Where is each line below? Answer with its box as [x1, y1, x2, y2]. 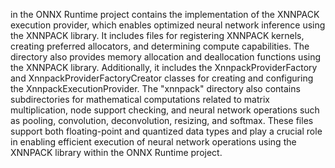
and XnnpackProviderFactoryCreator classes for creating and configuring [10, 72, 314, 84]
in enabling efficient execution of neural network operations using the [10, 136, 297, 148]
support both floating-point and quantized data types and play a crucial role [10, 125, 323, 137]
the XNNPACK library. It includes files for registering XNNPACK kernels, [10, 30, 305, 41]
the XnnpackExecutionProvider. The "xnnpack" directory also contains [10, 83, 301, 94]
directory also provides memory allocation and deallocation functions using [10, 51, 322, 63]
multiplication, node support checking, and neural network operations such [10, 104, 320, 116]
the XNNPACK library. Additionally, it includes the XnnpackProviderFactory [10, 62, 318, 73]
